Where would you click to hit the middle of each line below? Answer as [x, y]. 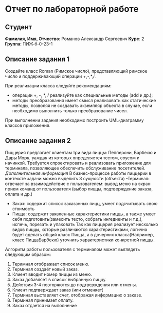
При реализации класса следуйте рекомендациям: [58, 85]
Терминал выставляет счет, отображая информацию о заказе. [77, 295]
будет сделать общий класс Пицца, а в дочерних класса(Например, [83, 234]
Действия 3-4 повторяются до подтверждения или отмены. [74, 285]
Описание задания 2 [38, 141]
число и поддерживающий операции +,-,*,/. [51, 76]
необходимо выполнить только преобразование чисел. [70, 110]
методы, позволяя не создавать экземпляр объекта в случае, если [82, 105]
